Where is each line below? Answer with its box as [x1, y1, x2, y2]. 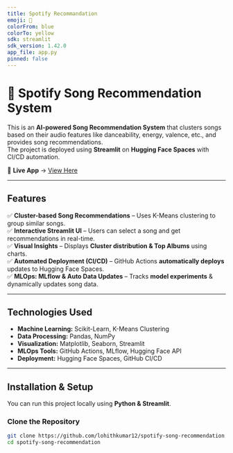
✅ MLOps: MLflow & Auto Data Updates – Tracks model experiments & [7, 272, 214, 280]
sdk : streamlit [7, 36, 51, 43]
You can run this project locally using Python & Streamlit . [7, 400, 171, 408]
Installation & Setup [7, 381, 94, 393]
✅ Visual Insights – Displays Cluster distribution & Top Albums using [7, 241, 207, 250]
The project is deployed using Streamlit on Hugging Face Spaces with [7, 145, 209, 154]
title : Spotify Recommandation [7, 10, 98, 17]
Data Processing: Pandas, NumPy [17, 332, 116, 340]
